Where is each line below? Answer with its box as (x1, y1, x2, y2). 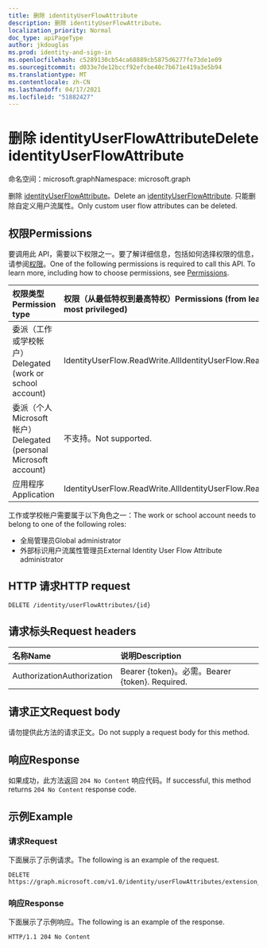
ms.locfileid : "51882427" (8, 93, 94, 101)
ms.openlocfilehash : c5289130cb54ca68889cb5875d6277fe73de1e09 (8, 56, 222, 64)
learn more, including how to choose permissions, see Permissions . (8, 268, 230, 277)
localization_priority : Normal (8, 26, 112, 34)
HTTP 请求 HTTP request (8, 579, 131, 593)
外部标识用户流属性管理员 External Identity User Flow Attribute (19, 546, 222, 555)
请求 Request (8, 835, 58, 846)
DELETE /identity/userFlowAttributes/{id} (8, 601, 151, 609)
